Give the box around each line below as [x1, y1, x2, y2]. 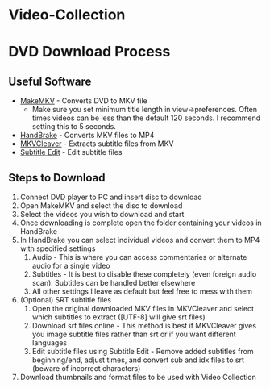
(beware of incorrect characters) [31, 364, 141, 373]
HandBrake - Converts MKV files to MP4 [19, 131, 155, 140]
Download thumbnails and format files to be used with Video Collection [19, 373, 256, 382]
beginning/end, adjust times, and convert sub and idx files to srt [31, 355, 244, 365]
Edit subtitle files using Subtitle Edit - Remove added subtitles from [31, 347, 254, 356]
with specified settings [19, 244, 96, 253]
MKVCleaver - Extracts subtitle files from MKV [19, 139, 175, 148]
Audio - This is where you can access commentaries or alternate [31, 252, 247, 261]
